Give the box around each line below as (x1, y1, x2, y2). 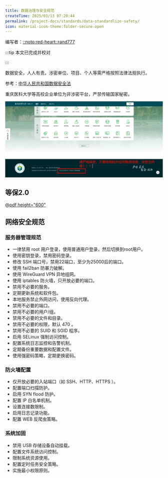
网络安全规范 (5, 218, 45, 226)
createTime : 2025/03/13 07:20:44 (5, 13, 75, 19)
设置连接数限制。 (12, 403, 48, 410)
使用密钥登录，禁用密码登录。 (12, 253, 74, 259)
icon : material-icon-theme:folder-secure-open (5, 24, 104, 29)
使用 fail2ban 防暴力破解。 (12, 265, 67, 271)
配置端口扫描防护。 (12, 385, 52, 391)
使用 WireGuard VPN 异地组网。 (12, 271, 78, 277)
